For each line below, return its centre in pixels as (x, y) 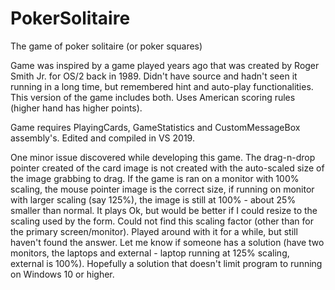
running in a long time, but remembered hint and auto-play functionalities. (162, 86)
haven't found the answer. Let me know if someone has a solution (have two (167, 242)
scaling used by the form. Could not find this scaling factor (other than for (162, 221)
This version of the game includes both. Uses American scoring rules (153, 97)
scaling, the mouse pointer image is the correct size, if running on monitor (162, 189)
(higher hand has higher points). (76, 108)
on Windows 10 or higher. (62, 274)
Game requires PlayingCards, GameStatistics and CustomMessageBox (155, 127)
